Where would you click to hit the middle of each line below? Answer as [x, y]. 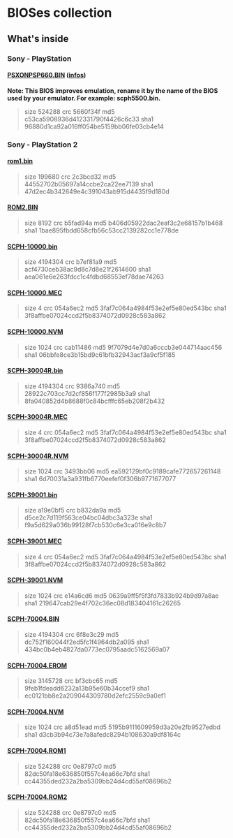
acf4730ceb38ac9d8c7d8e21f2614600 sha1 [88, 270]
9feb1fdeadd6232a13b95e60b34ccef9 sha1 [87, 689]
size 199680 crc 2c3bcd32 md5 [70, 177]
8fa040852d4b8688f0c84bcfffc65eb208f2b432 [95, 401]
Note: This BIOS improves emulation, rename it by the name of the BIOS [113, 90]
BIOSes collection [60, 13]
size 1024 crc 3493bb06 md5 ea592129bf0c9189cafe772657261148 [122, 471]
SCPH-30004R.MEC [38, 417]
